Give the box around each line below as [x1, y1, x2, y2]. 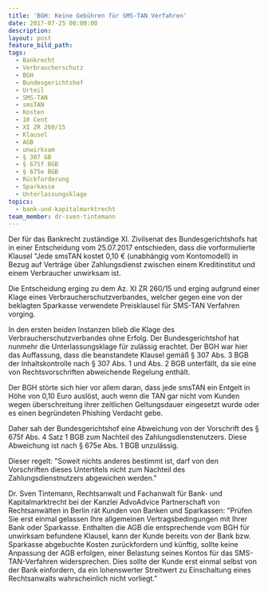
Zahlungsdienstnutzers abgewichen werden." [8, 473, 157, 483]
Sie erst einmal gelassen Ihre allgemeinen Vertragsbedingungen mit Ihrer [8, 514, 248, 524]
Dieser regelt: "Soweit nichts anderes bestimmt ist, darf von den [8, 457, 219, 466]
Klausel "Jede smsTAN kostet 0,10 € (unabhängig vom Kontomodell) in [8, 251, 238, 261]
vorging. [8, 309, 36, 319]
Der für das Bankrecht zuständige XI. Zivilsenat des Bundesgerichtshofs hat [8, 234, 258, 244]
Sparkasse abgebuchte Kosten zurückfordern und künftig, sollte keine [8, 540, 238, 549]
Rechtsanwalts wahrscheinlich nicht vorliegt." [8, 573, 158, 584]
